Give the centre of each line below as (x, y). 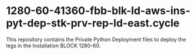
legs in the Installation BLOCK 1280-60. (53, 46)
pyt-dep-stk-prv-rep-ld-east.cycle (93, 23)
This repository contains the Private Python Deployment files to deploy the (96, 39)
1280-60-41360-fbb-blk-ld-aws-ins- (98, 11)
